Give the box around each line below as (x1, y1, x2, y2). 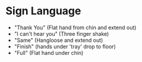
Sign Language (5, 4, 81, 18)
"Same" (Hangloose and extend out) (14, 36, 103, 44)
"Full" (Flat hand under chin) (14, 49, 84, 56)
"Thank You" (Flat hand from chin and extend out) (14, 24, 137, 31)
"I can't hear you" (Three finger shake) (14, 30, 109, 37)
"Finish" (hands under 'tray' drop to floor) (14, 43, 116, 50)
